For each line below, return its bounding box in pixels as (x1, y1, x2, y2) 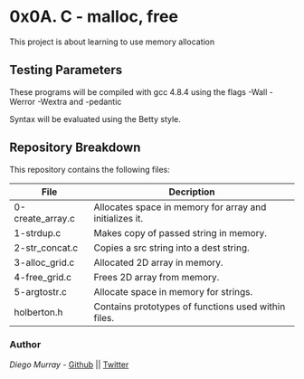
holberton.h (14, 306, 63, 318)
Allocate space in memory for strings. (93, 285, 253, 298)
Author (9, 338, 42, 351)
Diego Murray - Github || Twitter (9, 359, 129, 370)
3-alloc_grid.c (14, 256, 75, 269)
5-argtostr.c (14, 285, 68, 298)
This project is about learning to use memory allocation (9, 36, 215, 47)
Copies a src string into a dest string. (93, 242, 251, 254)
